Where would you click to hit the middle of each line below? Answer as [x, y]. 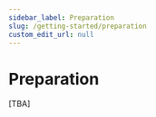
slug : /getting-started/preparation [78, 26]
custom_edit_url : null [51, 34]
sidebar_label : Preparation [62, 18]
